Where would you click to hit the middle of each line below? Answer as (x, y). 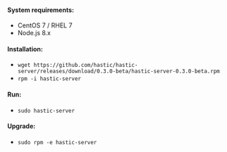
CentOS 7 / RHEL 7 (45, 25)
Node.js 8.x (34, 33)
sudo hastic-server (46, 110)
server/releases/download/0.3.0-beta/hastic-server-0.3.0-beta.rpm (118, 71)
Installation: (25, 49)
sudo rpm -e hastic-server (57, 142)
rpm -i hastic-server (49, 79)
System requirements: (41, 10)
